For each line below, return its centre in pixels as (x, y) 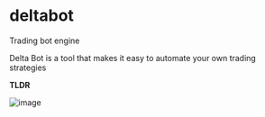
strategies (28, 67)
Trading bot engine (45, 40)
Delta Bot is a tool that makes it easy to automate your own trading (133, 58)
